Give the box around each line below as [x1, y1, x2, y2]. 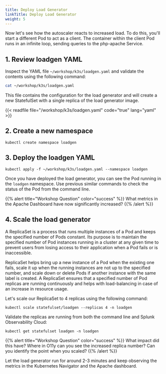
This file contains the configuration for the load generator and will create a [5, 93, 158, 98]
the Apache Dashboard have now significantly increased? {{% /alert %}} [5, 201, 154, 207]
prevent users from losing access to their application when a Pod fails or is [5, 244, 158, 250]
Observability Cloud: [5, 319, 47, 325]
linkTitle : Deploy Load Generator [5, 12, 77, 17]
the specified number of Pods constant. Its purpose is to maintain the [5, 234, 147, 240]
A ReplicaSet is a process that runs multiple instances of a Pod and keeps [5, 228, 156, 234]
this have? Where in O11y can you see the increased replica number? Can [5, 343, 156, 349]
